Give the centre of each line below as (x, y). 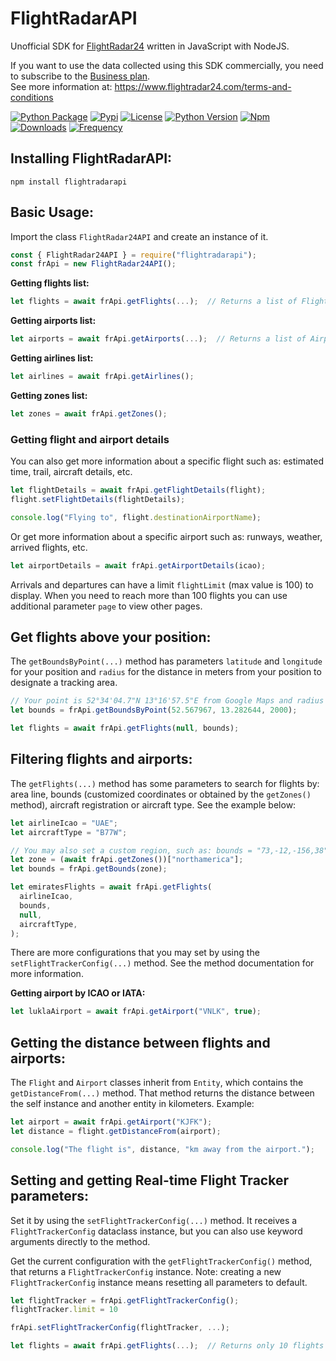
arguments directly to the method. (80, 1241)
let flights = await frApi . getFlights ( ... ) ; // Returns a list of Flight (169, 302)
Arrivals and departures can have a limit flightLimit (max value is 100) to (162, 584)
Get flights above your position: (111, 637)
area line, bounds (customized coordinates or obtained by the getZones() (161, 794)
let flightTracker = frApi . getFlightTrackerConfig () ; (125, 1300)
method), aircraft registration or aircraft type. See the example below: (153, 804)
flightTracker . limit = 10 (64, 1310)
